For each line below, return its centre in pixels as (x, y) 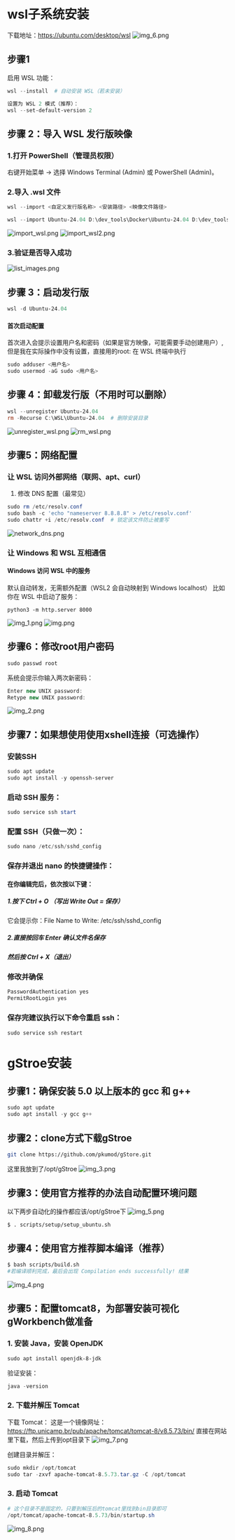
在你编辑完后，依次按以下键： (50, 884)
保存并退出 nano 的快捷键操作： (60, 866)
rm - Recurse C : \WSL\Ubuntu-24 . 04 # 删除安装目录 (78, 418)
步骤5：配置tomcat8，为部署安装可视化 (93, 1309)
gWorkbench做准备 (50, 1322)
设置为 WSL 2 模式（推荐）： (43, 104)
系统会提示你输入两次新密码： (50, 678)
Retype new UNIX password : (47, 697)
